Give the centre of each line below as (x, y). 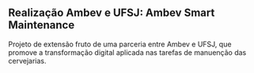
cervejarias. (27, 60)
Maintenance (42, 26)
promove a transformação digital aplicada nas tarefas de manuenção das (127, 52)
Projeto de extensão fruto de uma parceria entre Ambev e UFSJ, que (120, 44)
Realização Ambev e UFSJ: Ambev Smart (112, 13)
